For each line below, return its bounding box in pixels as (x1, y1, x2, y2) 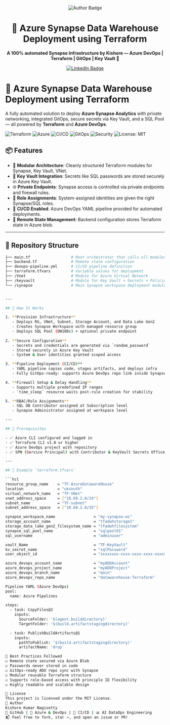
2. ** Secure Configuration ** (5, 338, 67, 343)
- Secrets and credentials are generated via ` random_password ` (12, 343, 151, 348)
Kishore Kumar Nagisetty (5, 705, 58, 710)
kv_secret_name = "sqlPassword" (5, 547, 128, 552)
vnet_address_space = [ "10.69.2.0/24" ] (5, 496, 99, 501)
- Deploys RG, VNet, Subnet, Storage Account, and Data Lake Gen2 (12, 319, 155, 325)
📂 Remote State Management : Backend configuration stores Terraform (12, 216, 162, 222)
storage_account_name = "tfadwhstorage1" (5, 519, 135, 524)
